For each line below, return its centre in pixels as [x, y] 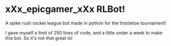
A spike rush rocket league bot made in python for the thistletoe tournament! [86, 23]
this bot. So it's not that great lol [39, 38]
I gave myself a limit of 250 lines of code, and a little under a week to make [84, 32]
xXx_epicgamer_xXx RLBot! [65, 9]
